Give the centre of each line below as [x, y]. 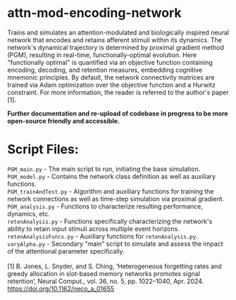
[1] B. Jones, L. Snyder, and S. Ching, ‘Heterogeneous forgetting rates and [114, 266]
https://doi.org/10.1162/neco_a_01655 [61, 288]
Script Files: [43, 150]
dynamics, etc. [29, 213]
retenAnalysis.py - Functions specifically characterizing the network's [110, 221]
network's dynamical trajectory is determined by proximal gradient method [116, 47]
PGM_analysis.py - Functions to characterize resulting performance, [105, 206]
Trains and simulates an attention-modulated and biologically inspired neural [118, 32]
